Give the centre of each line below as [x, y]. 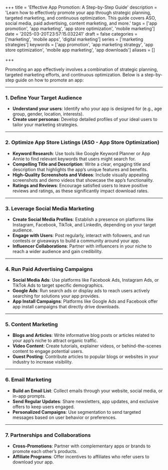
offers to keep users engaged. [43, 407]
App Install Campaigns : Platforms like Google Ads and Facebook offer [85, 301]
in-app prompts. [29, 396]
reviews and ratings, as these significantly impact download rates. [80, 191]
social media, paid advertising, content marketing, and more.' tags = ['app [81, 23]
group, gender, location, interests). [48, 114]
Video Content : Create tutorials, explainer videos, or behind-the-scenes [87, 346]
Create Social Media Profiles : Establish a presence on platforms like [83, 219]
